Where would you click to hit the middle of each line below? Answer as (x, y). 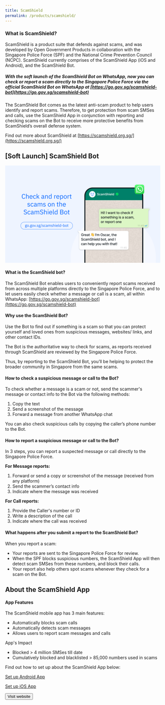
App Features (19, 602)
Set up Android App (25, 677)
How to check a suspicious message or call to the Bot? (62, 378)
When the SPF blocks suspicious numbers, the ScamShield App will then (86, 558)
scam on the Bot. (30, 574)
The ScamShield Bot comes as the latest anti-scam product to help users (79, 105)
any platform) (26, 481)
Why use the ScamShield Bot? (36, 316)
